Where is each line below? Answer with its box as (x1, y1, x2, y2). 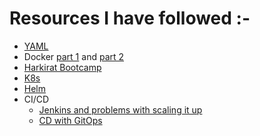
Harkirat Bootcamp (23, 61, 102, 73)
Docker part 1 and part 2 (23, 50, 125, 62)
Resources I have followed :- (9, 7, 251, 30)
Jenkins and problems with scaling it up (38, 103, 203, 116)
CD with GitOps (38, 114, 103, 126)
